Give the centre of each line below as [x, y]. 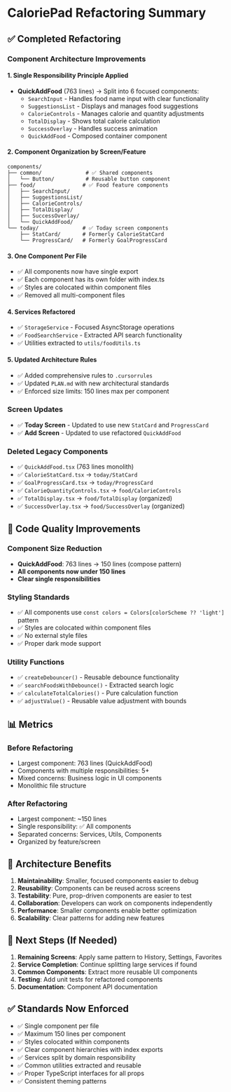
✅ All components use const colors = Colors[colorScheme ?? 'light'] [121, 613]
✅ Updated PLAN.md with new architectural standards [93, 383]
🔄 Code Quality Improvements [74, 529]
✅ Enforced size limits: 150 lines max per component [93, 391]
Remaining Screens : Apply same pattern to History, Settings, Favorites [120, 957]
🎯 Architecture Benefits [59, 864]
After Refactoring [37, 804]
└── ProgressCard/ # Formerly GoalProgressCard [94, 240]
